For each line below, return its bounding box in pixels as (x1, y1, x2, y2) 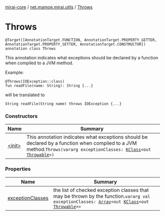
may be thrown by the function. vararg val (53, 192, 151, 199)
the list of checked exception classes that (53, 187, 149, 193)
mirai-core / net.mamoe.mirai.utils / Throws (5, 4, 93, 10)
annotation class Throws (5, 46, 56, 51)
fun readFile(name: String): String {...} (5, 83, 93, 88)
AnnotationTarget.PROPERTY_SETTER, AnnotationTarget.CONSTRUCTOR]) (5, 42, 146, 47)
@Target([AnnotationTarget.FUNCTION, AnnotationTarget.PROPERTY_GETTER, (5, 37, 157, 42)
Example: (5, 69, 24, 75)
